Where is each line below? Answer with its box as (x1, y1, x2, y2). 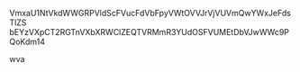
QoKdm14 (9, 36, 45, 47)
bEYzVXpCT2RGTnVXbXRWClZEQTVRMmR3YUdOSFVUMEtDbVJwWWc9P (9, 27, 290, 37)
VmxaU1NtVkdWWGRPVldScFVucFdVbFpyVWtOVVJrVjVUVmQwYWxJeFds (9, 8, 291, 18)
